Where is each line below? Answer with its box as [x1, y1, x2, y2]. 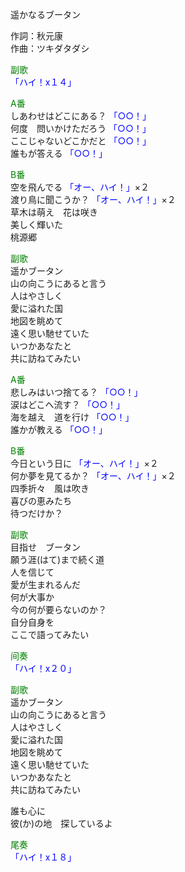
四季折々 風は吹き [10, 483, 90, 494]
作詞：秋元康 [10, 30, 63, 42]
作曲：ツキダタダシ [10, 43, 90, 54]
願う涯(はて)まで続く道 [10, 554, 105, 565]
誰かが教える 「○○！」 [10, 424, 108, 435]
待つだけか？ [10, 508, 63, 519]
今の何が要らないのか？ [10, 604, 107, 615]
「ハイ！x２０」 [10, 663, 77, 674]
